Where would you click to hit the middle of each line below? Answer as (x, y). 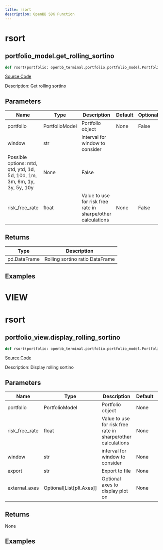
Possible (17, 157)
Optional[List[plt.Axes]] (70, 488)
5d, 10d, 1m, (22, 176)
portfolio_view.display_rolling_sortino (63, 338)
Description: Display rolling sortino (40, 367)
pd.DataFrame (24, 259)
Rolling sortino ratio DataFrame (80, 259)
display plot (115, 491)
